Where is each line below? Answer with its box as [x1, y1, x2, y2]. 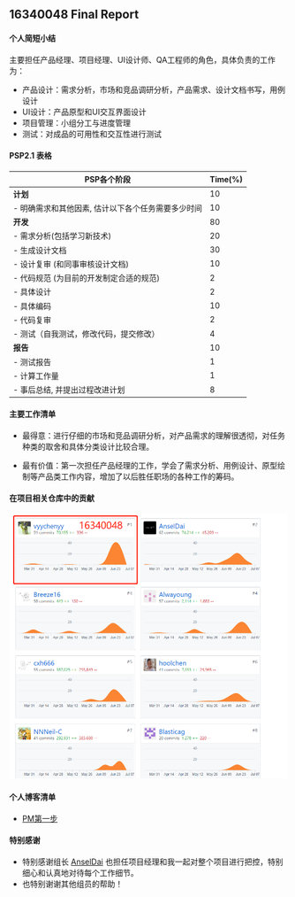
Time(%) [209, 174, 243, 184]
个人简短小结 [9, 33, 56, 43]
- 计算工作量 [12, 370, 59, 381]
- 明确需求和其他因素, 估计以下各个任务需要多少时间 [12, 203, 203, 213]
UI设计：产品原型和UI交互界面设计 [21, 106, 147, 117]
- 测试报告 [12, 356, 51, 367]
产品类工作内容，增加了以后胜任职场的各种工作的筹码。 [37, 471, 239, 482]
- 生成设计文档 [12, 244, 67, 255]
